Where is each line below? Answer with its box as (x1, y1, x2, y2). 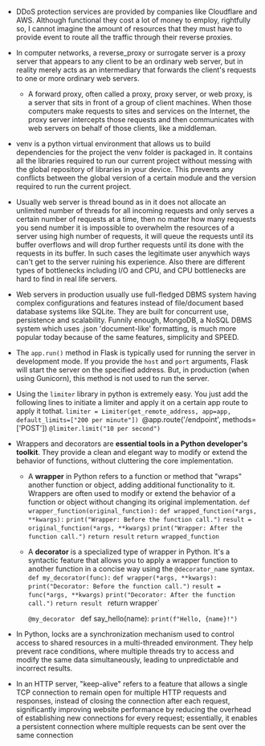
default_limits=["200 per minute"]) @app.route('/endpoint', (15, 415, 221, 424)
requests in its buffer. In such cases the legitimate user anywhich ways (15, 248, 251, 258)
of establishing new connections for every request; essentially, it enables (15, 713, 258, 723)
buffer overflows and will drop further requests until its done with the (15, 240, 244, 249)
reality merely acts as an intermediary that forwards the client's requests (15, 65, 257, 75)
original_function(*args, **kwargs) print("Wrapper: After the (27, 524, 243, 532)
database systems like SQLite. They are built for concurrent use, (15, 307, 229, 316)
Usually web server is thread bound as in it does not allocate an (15, 197, 226, 207)
